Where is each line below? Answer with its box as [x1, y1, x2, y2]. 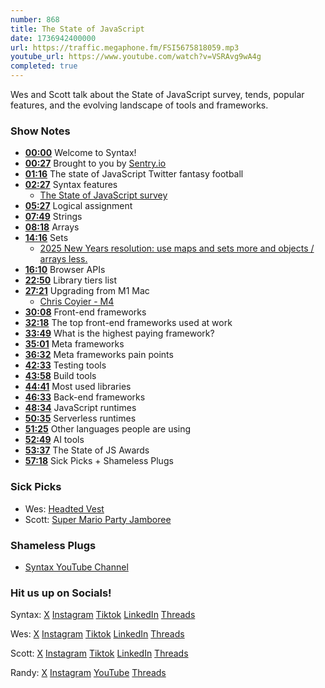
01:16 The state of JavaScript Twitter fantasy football [24, 168, 244, 180]
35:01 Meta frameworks [24, 338, 125, 350]
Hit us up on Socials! [10, 586, 112, 600]
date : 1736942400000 [10, 33, 97, 43]
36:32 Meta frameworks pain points [24, 349, 174, 361]
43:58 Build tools [24, 370, 97, 382]
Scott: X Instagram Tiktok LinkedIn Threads [10, 647, 189, 660]
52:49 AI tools [24, 434, 85, 446]
